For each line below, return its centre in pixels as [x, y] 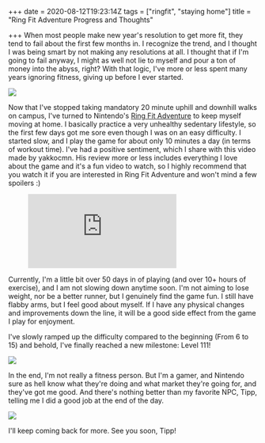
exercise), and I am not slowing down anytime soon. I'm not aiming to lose [129, 288]
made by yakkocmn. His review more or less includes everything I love [123, 158]
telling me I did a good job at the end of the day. [86, 400]
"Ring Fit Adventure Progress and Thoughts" [81, 20]
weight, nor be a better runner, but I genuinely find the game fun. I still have [131, 296]
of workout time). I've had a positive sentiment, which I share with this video [132, 149]
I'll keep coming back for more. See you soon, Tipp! [92, 431]
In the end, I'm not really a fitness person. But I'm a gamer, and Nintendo [127, 375]
